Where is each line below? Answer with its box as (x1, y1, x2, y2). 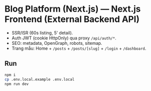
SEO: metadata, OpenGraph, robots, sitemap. (11, 40, 103, 46)
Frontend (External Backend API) (4, 14, 140, 25)
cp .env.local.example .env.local (4, 77, 75, 82)
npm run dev (4, 81, 29, 86)
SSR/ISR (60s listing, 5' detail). (11, 30, 74, 36)
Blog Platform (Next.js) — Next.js (4, 3, 141, 15)
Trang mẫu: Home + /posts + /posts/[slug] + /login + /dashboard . (11, 45, 147, 51)
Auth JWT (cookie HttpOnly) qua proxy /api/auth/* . (11, 35, 116, 41)
